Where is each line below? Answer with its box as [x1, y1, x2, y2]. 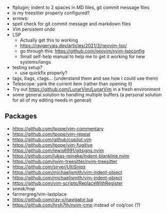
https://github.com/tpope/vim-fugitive [12, 142, 93, 148]
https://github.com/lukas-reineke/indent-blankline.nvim [12, 152, 129, 159]
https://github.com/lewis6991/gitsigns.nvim [12, 147, 104, 153]
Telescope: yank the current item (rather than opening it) [12, 81, 133, 87]
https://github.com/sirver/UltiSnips [12, 164, 86, 170]
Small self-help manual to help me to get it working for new [20, 53, 145, 60]
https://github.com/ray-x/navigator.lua [12, 196, 94, 202]
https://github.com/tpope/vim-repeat [12, 131, 91, 137]
